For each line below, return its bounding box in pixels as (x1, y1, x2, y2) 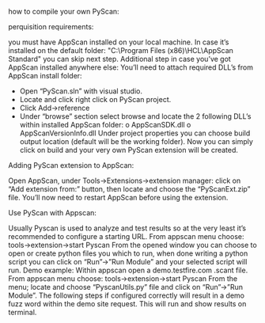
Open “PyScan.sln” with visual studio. (19, 86, 142, 96)
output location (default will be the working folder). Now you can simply (19, 137, 253, 146)
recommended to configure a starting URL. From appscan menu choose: (8, 232, 244, 241)
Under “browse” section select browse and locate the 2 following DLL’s (19, 112, 252, 121)
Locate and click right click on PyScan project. (19, 95, 172, 104)
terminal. (8, 308, 37, 317)
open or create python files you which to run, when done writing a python (8, 249, 248, 258)
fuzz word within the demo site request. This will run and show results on (8, 299, 247, 308)
